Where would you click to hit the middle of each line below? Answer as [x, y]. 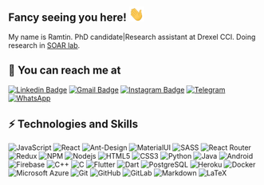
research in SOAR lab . [44, 45]
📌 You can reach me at [65, 71]
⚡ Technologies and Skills [73, 124]
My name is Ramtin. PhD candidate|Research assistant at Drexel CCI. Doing [132, 37]
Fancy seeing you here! [68, 18]
